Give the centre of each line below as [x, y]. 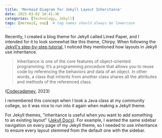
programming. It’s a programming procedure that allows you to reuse [85, 67]
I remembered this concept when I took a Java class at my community [75, 101]
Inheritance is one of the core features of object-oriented [74, 61]
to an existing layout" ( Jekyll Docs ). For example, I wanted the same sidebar [81, 120]
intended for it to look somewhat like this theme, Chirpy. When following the [81, 42]
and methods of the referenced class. [54, 82]
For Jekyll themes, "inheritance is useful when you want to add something [79, 115]
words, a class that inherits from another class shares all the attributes [87, 77]
